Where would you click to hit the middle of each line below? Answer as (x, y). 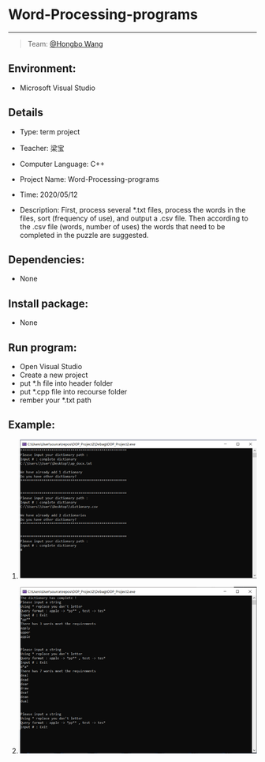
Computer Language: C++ (62, 164)
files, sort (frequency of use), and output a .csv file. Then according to (134, 218)
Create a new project (54, 375)
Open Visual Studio (51, 366)
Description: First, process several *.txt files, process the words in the (132, 209)
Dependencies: (47, 260)
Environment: (42, 69)
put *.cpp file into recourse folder (73, 392)
